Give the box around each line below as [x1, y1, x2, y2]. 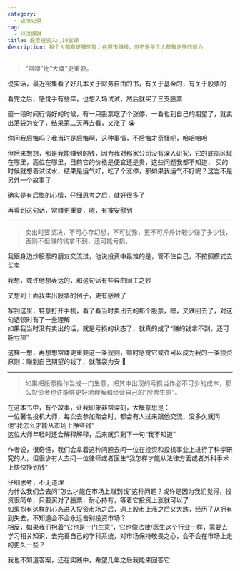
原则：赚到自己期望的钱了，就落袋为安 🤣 [7, 358, 126, 365]
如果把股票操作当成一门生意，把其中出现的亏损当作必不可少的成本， [24, 379, 226, 388]
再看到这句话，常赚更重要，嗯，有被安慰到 [7, 206, 133, 214]
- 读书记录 [14, 17, 42, 24]
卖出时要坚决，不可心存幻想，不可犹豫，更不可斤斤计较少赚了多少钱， [24, 228, 232, 236]
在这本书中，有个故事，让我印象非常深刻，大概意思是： [7, 403, 170, 411]
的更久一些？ [7, 540, 45, 549]
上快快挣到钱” [7, 463, 49, 471]
